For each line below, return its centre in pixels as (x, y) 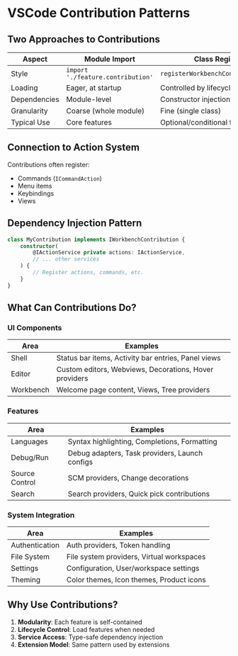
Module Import (110, 59)
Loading (24, 88)
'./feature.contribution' (110, 77)
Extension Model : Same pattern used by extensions (93, 644)
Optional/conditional (194, 122)
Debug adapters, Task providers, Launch (135, 453)
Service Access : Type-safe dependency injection (90, 637)
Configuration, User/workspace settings (133, 568)
